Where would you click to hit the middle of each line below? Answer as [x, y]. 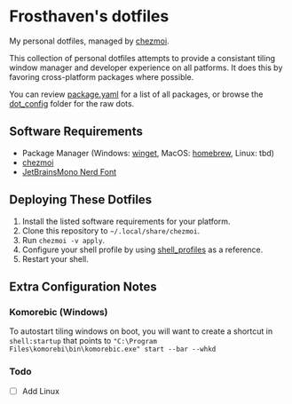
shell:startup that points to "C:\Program [83, 341]
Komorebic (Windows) [59, 312]
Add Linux [41, 391]
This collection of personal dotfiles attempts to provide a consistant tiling [142, 58]
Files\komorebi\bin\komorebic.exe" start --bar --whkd [113, 349]
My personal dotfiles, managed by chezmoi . [90, 41]
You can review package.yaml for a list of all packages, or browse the [136, 94]
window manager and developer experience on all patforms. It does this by [146, 67]
